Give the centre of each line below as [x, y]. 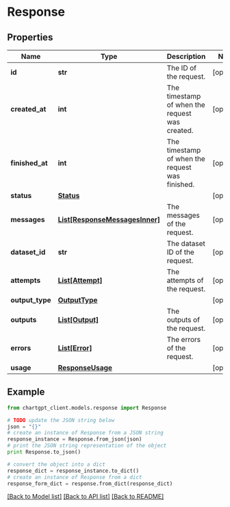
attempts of [185, 280]
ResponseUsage [85, 368]
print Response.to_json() [44, 452]
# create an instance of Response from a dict [75, 477]
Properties [30, 37]
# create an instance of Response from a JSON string [86, 433]
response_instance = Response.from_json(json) [75, 439]
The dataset [186, 244]
